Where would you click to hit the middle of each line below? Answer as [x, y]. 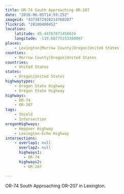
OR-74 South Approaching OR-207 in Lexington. [56, 186]
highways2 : [30, 162]
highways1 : [30, 153]
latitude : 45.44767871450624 [45, 34]
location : [16, 29]
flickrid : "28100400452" [32, 24]
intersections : [21, 138]
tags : [11, 110]
